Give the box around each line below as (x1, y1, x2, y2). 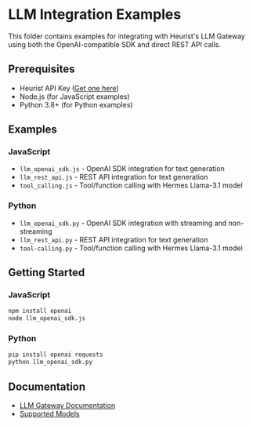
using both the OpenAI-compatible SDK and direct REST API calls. (8, 39, 221, 49)
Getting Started (8, 266, 85, 279)
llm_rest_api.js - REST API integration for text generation (19, 173, 208, 182)
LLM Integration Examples (8, 5, 182, 24)
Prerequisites (8, 63, 75, 76)
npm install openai (8, 308, 72, 315)
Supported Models (19, 410, 80, 419)
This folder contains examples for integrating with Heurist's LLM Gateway (8, 31, 245, 41)
